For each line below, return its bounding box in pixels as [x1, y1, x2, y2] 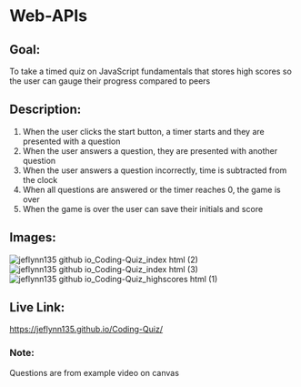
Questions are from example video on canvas [9, 367, 180, 378]
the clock [22, 174, 58, 185]
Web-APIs [9, 5, 88, 26]
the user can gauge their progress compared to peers [9, 76, 211, 87]
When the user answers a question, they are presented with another [22, 145, 278, 156]
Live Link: [9, 300, 65, 315]
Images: [9, 229, 56, 246]
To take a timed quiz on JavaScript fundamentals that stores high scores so [9, 66, 293, 76]
